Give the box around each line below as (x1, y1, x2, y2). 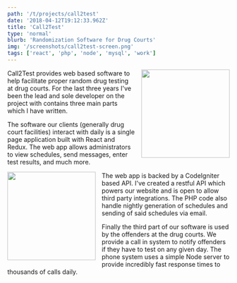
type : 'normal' (7, 30, 52, 37)
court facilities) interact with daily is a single (7, 128, 135, 136)
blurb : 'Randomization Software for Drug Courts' (7, 37, 157, 44)
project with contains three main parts (7, 99, 118, 107)
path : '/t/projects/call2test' (7, 10, 99, 18)
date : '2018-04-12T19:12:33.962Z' (7, 17, 109, 24)
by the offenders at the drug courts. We (102, 230, 217, 239)
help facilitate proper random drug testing (7, 76, 129, 85)
